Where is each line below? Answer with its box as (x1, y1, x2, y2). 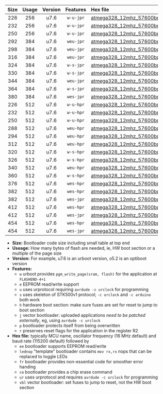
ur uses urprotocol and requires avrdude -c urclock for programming (19, 374, 158, 380)
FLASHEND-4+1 (19, 277, 46, 282)
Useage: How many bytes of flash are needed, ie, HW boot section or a (12, 245, 155, 251)
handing (19, 364, 36, 370)
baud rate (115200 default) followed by (12, 338, 89, 344)
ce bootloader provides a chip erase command (19, 369, 113, 375)
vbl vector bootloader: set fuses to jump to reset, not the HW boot (19, 379, 152, 385)
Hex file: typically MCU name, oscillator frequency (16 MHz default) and (12, 333, 157, 339)
